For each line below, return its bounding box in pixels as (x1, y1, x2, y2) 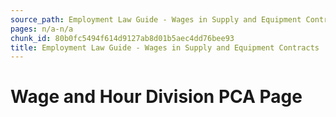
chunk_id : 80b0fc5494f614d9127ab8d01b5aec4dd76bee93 (10, 33, 235, 43)
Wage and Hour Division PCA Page (10, 86, 303, 108)
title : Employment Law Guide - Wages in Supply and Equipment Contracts (10, 42, 320, 53)
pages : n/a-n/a (10, 24, 74, 34)
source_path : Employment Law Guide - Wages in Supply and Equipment (10, 14, 302, 25)
